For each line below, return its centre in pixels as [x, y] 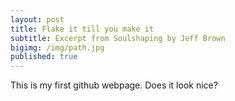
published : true [44, 57]
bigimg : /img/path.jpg [57, 47]
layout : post [37, 19]
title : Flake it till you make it [82, 29]
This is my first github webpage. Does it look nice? [114, 85]
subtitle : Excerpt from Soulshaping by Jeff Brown [118, 38]
